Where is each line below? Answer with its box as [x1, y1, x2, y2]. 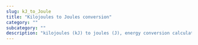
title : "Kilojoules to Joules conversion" [6, 14, 112, 20]
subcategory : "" [6, 25, 46, 31]
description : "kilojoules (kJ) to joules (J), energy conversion [6, 30, 170, 36]
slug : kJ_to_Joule [6, 8, 51, 15]
